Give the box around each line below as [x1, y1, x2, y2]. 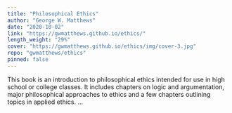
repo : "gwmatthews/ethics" [7, 50, 86, 57]
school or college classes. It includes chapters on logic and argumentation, [7, 82, 225, 91]
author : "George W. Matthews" [7, 17, 96, 24]
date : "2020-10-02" [7, 23, 65, 30]
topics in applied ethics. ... [7, 98, 84, 106]
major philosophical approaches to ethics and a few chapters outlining [7, 90, 211, 98]
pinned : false [7, 56, 49, 63]
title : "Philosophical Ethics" [7, 10, 99, 18]
